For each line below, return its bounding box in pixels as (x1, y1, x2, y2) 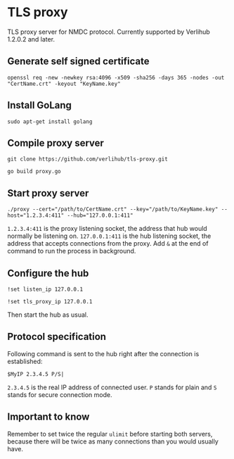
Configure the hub (7, 267, 89, 279)
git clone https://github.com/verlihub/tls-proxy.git (7, 156, 169, 163)
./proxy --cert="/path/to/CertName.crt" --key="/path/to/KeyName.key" (7, 206, 219, 213)
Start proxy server (7, 187, 89, 199)
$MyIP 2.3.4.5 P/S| (7, 370, 65, 377)
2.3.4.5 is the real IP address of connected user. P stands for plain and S (7, 383, 217, 391)
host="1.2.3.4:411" (7, 212, 65, 219)
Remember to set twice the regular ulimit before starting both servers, (7, 429, 213, 438)
